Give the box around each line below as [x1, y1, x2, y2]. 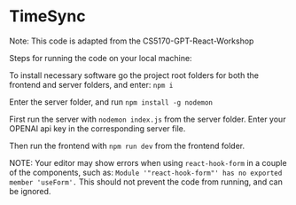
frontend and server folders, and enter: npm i [9, 79, 174, 90]
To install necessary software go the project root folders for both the [9, 69, 260, 81]
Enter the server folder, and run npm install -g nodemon [9, 96, 214, 107]
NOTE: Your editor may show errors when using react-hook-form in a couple [9, 157, 287, 168]
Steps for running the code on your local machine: [9, 52, 192, 63]
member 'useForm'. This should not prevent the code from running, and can [9, 176, 284, 187]
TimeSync [9, 6, 86, 27]
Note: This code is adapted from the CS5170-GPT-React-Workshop [9, 35, 254, 46]
